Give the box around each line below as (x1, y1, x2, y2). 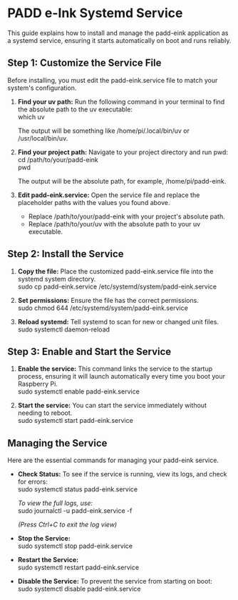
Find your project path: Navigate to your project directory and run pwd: (17, 148, 228, 156)
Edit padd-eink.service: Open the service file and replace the (17, 191, 200, 199)
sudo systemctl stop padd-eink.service (17, 541, 133, 551)
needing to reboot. (17, 409, 73, 417)
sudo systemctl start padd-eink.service (17, 416, 133, 425)
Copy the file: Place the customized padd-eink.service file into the (17, 266, 214, 276)
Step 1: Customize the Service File (7, 57, 162, 69)
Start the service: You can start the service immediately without (17, 401, 207, 410)
